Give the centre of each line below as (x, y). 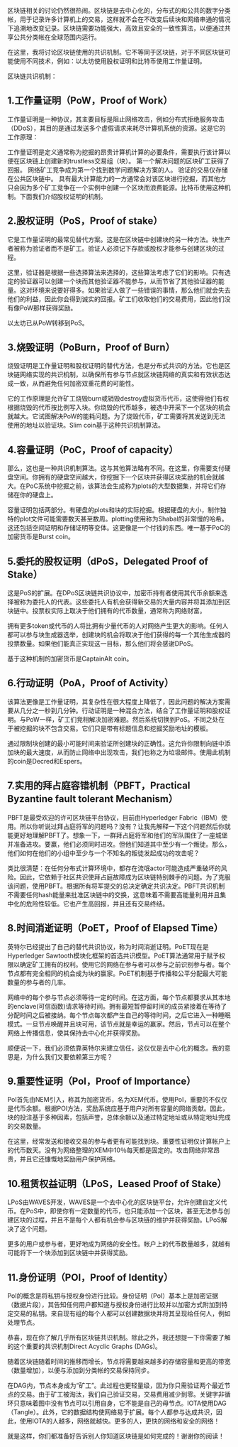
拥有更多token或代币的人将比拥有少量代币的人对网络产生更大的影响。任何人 (118, 626)
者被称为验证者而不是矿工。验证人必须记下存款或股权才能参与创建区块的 (113, 248)
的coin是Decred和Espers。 (47, 761)
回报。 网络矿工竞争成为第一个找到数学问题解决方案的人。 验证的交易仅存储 (118, 170)
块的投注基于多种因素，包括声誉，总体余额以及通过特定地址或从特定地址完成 (119, 1117)
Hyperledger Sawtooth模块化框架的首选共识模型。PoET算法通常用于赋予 (113, 955)
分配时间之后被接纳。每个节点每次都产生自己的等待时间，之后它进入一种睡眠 (119, 1015)
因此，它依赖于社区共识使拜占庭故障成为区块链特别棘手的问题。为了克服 (125, 877)
